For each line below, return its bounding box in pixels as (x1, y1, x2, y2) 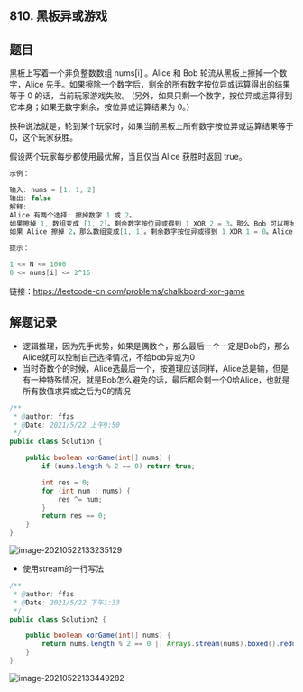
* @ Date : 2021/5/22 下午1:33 (13, 598, 120, 607)
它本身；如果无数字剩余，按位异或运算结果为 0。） (9, 102, 195, 113)
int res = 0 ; (41, 477, 91, 487)
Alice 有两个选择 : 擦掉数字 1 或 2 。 (9, 210, 136, 219)
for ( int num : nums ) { (41, 486, 131, 495)
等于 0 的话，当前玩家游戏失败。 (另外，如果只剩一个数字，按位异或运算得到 (9, 90, 293, 101)
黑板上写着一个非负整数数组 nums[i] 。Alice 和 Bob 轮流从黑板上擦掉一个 (9, 68, 280, 78)
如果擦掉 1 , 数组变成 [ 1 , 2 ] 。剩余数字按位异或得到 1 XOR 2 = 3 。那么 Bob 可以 (9, 219, 284, 228)
